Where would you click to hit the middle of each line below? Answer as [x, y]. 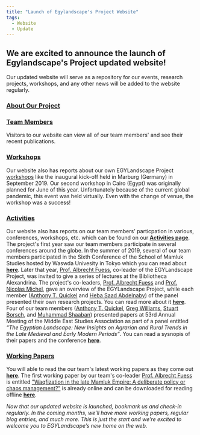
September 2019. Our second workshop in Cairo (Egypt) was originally [94, 183]
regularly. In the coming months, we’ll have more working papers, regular [97, 413]
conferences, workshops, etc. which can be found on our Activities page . [98, 237]
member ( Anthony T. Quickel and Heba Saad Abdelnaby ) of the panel [92, 295]
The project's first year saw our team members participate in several [91, 244]
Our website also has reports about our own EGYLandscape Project [90, 170]
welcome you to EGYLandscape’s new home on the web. [77, 426]
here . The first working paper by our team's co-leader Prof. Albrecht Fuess [99, 376]
